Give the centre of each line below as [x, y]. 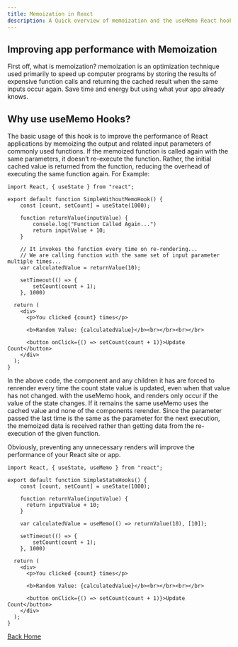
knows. [18, 97]
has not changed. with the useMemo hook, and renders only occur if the [113, 396]
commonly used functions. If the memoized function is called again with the [118, 151]
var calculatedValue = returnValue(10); [80, 268]
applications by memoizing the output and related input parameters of [109, 144]
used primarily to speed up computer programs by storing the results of [112, 74]
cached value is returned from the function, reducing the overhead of [109, 166]
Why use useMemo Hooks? [69, 119]
